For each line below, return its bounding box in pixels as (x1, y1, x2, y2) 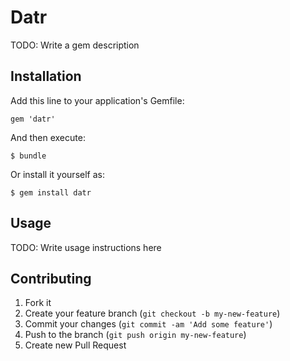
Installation (10, 68, 82, 85)
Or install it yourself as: (10, 168, 105, 180)
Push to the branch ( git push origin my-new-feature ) (24, 329, 247, 341)
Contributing (10, 270, 92, 287)
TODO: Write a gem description (10, 39, 140, 51)
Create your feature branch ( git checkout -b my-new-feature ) (24, 307, 281, 320)
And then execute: (10, 131, 86, 143)
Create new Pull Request (24, 339, 127, 351)
